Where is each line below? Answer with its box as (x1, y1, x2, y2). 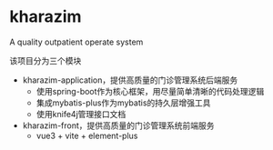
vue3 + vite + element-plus (35, 130, 138, 141)
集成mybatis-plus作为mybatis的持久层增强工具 (35, 97, 211, 108)
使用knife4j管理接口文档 (35, 108, 126, 119)
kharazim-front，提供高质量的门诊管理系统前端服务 (22, 120, 216, 131)
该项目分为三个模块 (9, 55, 82, 65)
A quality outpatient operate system (9, 36, 144, 47)
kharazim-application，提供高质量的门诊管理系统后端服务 (22, 75, 238, 85)
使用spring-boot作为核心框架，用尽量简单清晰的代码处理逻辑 (35, 85, 265, 96)
